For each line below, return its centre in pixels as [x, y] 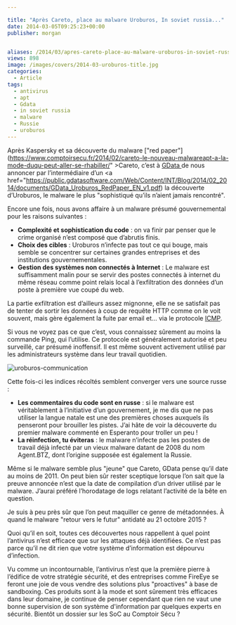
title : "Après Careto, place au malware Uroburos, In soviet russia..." [116, 20]
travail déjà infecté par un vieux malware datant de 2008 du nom [111, 447]
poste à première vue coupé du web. [71, 290]
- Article [28, 78]
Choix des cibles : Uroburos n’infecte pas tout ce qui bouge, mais [113, 245]
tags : [15, 84]
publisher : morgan [34, 33]
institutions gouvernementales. [62, 259]
